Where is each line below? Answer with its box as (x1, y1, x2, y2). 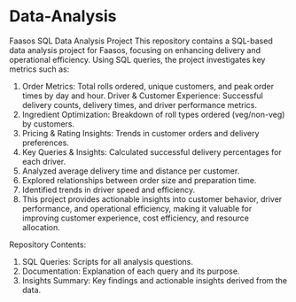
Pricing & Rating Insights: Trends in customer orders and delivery (21, 128, 260, 138)
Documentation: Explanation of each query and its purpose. (21, 266, 240, 276)
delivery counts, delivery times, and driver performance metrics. (21, 99, 258, 110)
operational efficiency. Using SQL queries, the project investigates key (9, 54, 266, 65)
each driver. (21, 156, 66, 166)
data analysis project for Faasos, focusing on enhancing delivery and (9, 44, 261, 55)
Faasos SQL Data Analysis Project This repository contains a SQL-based (9, 35, 273, 46)
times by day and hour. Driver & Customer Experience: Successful (21, 90, 264, 101)
